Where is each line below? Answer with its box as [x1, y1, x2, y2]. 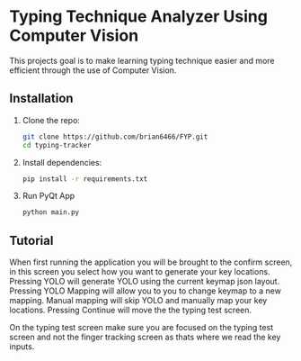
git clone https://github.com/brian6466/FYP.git [22, 132, 208, 141]
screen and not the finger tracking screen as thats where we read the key [9, 331, 281, 343]
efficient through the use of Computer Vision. [9, 65, 177, 76]
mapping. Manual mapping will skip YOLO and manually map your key [9, 295, 268, 306]
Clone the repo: [22, 114, 81, 125]
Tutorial [9, 232, 54, 248]
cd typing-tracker [22, 140, 92, 149]
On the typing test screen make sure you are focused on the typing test [9, 322, 274, 333]
